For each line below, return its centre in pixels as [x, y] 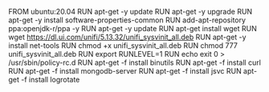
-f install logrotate [51, 80]
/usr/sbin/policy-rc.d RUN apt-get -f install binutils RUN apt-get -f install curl [134, 62]
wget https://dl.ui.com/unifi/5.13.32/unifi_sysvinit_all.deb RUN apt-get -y [127, 37]
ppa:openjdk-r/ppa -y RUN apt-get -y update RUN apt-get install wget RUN [132, 28]
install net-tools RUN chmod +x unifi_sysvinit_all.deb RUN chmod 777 [123, 46]
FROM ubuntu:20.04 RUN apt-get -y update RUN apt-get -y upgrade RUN [130, 12]
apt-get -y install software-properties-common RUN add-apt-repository [127, 20]
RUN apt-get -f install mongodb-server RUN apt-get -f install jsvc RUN [125, 71]
